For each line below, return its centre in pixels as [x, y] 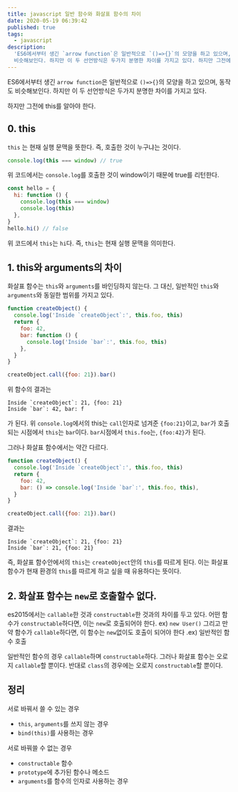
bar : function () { [49, 335]
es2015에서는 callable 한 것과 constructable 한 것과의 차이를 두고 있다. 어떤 [114, 614]
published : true [31, 27]
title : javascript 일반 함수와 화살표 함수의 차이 [74, 14]
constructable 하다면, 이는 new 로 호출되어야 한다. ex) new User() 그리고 [120, 623]
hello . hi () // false [38, 228]
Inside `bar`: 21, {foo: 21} [51, 548]
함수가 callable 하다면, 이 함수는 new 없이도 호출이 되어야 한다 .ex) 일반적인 [118, 632]
